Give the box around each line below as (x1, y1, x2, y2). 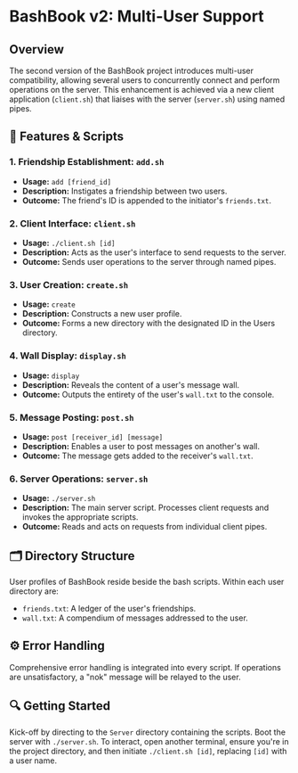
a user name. (9, 755, 58, 766)
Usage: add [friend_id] (21, 176, 112, 186)
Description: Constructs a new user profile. (21, 308, 182, 319)
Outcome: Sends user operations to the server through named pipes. (21, 256, 277, 267)
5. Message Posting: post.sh (9, 411, 134, 424)
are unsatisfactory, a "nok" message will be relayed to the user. (9, 671, 242, 682)
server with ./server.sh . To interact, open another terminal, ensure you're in (9, 736, 289, 746)
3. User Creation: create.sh (9, 278, 129, 291)
